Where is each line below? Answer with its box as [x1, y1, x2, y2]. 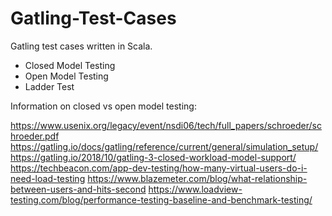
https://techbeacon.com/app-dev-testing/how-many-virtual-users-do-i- [10, 162, 308, 174]
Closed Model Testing [24, 59, 116, 71]
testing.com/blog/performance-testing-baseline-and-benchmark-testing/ [10, 193, 313, 206]
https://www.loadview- [148, 183, 243, 195]
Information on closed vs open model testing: [10, 100, 197, 112]
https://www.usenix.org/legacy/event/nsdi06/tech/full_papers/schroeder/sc [10, 119, 322, 131]
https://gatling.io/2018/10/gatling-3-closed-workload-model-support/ [10, 151, 297, 163]
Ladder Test [24, 80, 75, 92]
